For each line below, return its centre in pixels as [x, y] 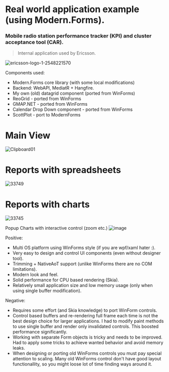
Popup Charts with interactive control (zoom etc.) [57, 228]
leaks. [19, 348]
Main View [28, 135]
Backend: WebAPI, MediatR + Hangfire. [53, 88]
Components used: [25, 73]
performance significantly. [40, 332]
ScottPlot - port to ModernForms [46, 115]
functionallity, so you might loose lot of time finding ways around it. [82, 364]
